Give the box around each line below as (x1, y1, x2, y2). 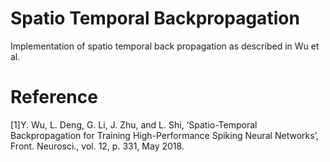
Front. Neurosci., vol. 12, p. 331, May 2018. (10, 140, 185, 152)
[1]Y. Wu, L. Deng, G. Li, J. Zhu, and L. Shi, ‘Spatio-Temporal (10, 118, 258, 131)
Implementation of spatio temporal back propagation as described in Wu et (10, 40, 320, 52)
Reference (10, 86, 98, 109)
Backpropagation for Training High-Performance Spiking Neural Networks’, (10, 129, 319, 141)
